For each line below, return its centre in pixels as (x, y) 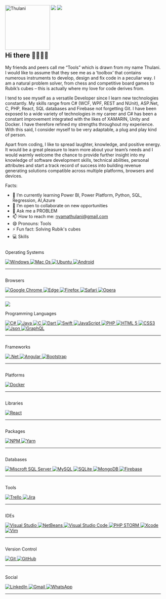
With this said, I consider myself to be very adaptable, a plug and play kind (81, 129)
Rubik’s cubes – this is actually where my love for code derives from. (75, 88)
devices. (14, 176)
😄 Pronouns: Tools (32, 223)
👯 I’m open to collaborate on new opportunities (60, 205)
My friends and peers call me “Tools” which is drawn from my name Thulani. (83, 67)
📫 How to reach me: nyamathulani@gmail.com (60, 216)
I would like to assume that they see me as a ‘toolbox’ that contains (73, 72)
